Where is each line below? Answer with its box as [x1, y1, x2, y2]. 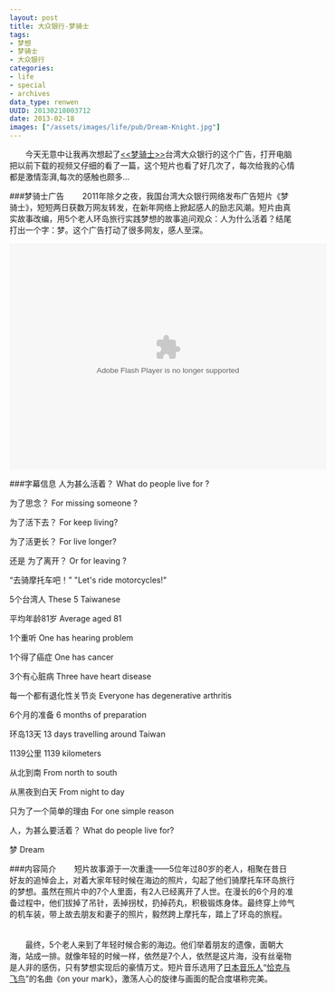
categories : [9, 64, 54, 73]
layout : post [9, 13, 59, 23]
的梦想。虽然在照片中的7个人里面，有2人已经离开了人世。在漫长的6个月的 [9, 886, 286, 897]
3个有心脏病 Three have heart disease [9, 671, 152, 681]
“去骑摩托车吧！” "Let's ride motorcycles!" [9, 574, 167, 585]
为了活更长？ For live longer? [9, 536, 117, 546]
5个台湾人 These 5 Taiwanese [9, 594, 121, 604]
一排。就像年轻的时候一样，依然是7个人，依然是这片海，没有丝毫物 [40, 950, 292, 961]
